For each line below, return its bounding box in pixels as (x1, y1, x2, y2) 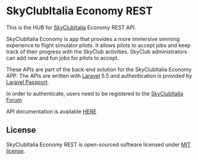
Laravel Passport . (6, 79, 49, 86)
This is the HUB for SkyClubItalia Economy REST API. (6, 24, 137, 31)
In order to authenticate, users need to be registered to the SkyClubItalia (6, 90, 183, 97)
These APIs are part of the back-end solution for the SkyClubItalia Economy (6, 65, 192, 73)
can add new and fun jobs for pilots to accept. (6, 54, 119, 61)
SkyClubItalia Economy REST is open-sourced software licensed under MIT (6, 141, 191, 148)
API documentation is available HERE (6, 108, 97, 115)
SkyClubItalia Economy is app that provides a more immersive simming (6, 35, 180, 42)
